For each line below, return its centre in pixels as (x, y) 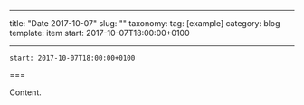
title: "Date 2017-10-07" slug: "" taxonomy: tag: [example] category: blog (145, 23)
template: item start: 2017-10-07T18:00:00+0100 (100, 33)
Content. (26, 92)
